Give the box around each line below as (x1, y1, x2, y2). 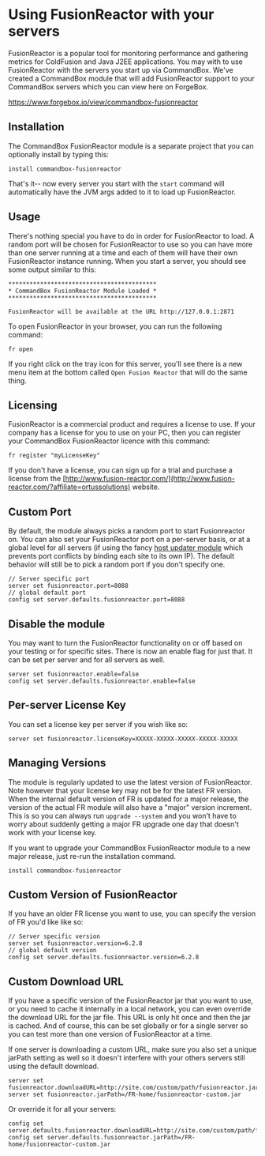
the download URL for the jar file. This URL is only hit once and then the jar (8, 1013, 251, 1022)
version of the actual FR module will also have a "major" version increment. (8, 802, 252, 811)
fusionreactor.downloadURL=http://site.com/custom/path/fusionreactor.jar (8, 1084, 259, 1092)
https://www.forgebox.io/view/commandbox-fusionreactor (8, 97, 199, 107)
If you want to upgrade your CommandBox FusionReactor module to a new (8, 843, 251, 853)
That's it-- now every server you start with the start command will (8, 179, 225, 188)
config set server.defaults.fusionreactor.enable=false (8, 677, 196, 685)
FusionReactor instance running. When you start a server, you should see (8, 256, 247, 265)
